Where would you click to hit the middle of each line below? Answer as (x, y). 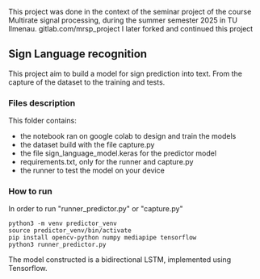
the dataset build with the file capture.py (87, 145)
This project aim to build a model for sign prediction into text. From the (125, 73)
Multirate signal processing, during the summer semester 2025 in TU (123, 20)
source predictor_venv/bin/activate (70, 231)
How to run (30, 191)
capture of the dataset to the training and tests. (87, 82)
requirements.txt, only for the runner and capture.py (107, 162)
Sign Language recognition (78, 54)
